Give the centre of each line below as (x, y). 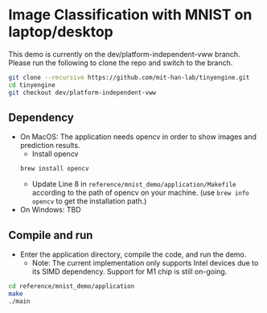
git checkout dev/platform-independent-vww (82, 93)
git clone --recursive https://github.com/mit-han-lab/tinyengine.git (129, 77)
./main (19, 301)
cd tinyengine (32, 85)
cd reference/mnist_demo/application (72, 286)
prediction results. (50, 146)
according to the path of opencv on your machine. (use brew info (140, 193)
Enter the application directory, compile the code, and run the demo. (133, 254)
